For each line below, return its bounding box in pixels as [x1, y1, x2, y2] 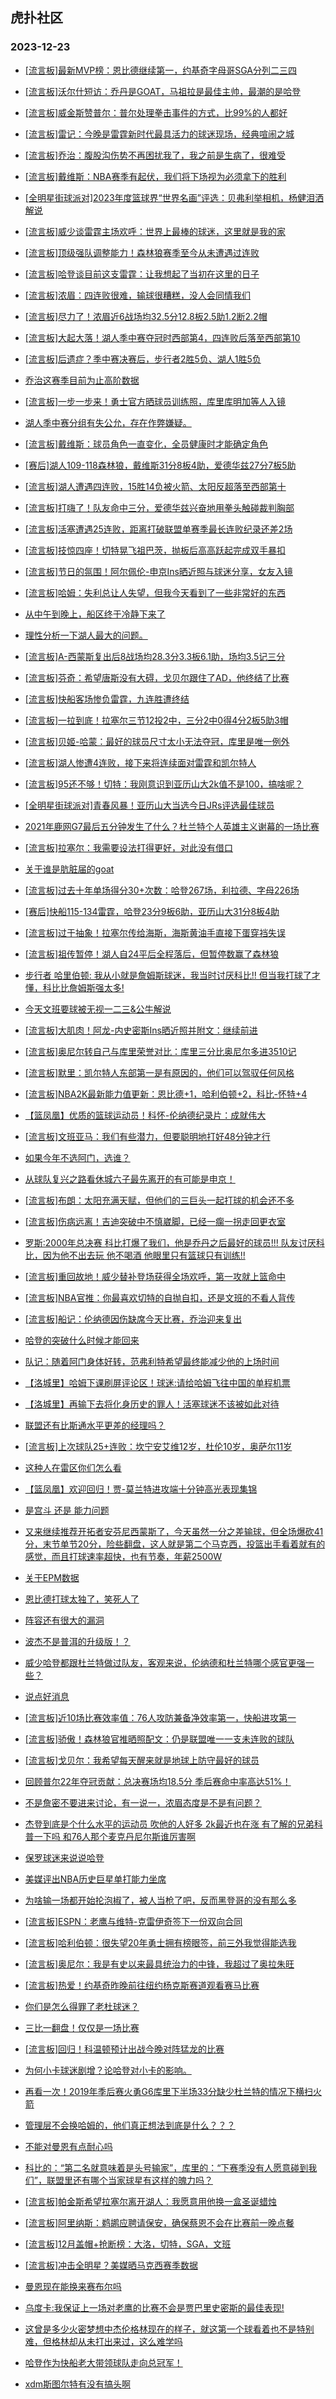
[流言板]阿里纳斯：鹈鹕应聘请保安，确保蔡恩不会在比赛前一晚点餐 [24, 2216, 295, 2228]
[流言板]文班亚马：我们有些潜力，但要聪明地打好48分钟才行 [24, 1130, 271, 1142]
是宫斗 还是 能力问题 [24, 1504, 110, 1516]
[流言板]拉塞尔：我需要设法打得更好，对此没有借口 [24, 841, 234, 853]
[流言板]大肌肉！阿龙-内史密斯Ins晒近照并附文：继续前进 [24, 1024, 258, 1036]
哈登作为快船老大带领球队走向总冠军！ [24, 2356, 183, 2368]
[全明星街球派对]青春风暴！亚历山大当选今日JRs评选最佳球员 [24, 799, 275, 811]
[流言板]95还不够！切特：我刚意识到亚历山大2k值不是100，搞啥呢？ [24, 778, 304, 790]
